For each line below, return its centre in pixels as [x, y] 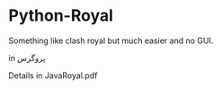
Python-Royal [61, 16]
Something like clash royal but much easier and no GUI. [111, 40]
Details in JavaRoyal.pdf [53, 75]
